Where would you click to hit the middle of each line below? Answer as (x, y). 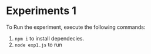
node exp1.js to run (38, 45)
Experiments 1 (41, 11)
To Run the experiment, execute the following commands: (76, 27)
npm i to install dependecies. (49, 38)
